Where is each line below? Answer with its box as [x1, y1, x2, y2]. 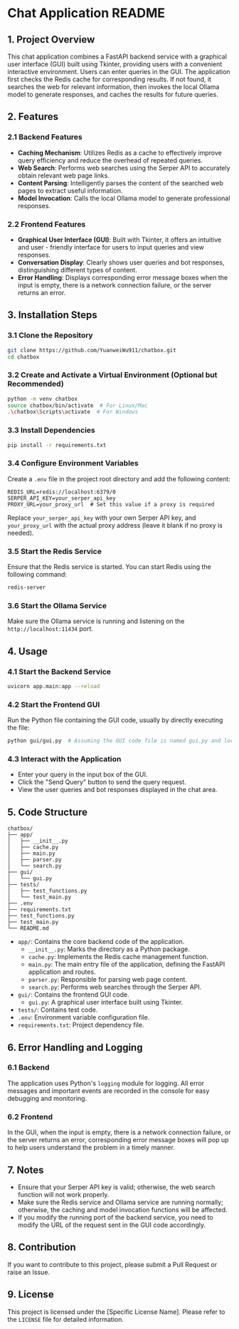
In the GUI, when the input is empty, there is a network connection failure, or [7, 1128, 231, 1136]
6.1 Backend [7, 1062, 50, 1072]
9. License [7, 1288, 55, 1300]
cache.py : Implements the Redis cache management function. [28, 953, 208, 961]
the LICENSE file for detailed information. [7, 1315, 124, 1323]
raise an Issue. [7, 1268, 51, 1276]
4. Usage [7, 645, 48, 657]
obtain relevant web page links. [17, 171, 110, 180]
